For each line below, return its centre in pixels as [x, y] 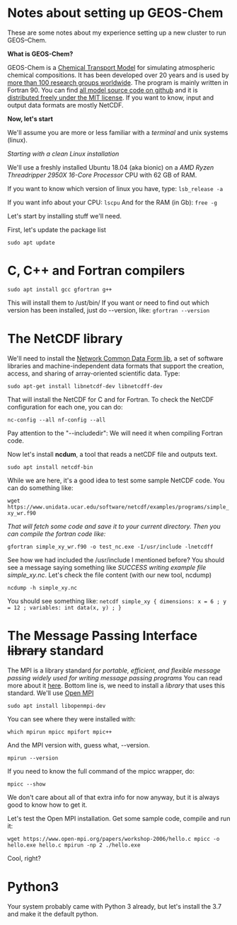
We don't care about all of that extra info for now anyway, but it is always [114, 797]
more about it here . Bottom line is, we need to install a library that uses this [116, 685]
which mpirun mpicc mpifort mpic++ [60, 732]
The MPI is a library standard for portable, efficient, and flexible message [114, 670]
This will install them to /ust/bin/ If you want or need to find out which [109, 303]
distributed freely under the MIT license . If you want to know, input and [111, 98]
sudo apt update [31, 243]
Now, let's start [30, 119]
